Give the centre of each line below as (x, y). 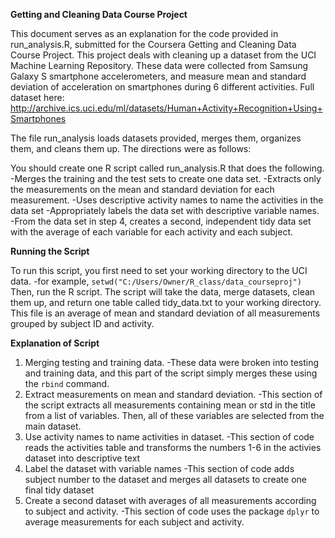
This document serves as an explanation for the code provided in (144, 33)
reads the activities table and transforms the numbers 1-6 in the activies (173, 447)
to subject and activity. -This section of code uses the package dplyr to (172, 511)
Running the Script (50, 251)
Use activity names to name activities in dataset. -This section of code (169, 437)
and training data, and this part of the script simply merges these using (171, 373)
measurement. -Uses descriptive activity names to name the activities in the (167, 200)
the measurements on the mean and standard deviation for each (142, 189)
